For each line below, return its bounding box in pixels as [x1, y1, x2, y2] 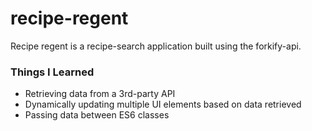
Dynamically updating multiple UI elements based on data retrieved [24, 98, 302, 111]
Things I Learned [10, 65, 95, 79]
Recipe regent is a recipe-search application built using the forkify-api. [10, 40, 302, 52]
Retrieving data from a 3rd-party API [24, 88, 176, 100]
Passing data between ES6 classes [24, 109, 170, 121]
